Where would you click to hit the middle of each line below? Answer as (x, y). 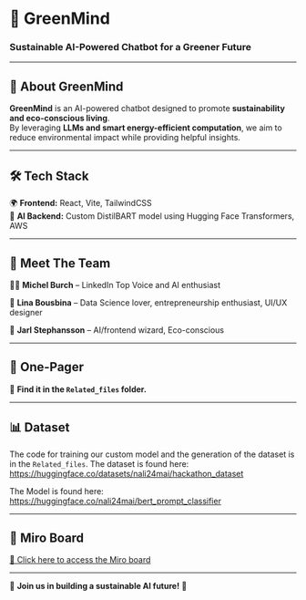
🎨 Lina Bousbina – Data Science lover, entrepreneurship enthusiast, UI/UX (148, 302)
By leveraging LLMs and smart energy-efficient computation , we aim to (146, 128)
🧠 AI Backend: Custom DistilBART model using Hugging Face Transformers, (152, 216)
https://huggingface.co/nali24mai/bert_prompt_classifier (115, 501)
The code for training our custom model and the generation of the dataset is (152, 454)
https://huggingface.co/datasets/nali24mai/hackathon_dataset (127, 473)
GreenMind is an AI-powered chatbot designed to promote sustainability (147, 109)
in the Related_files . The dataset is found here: (99, 463)
